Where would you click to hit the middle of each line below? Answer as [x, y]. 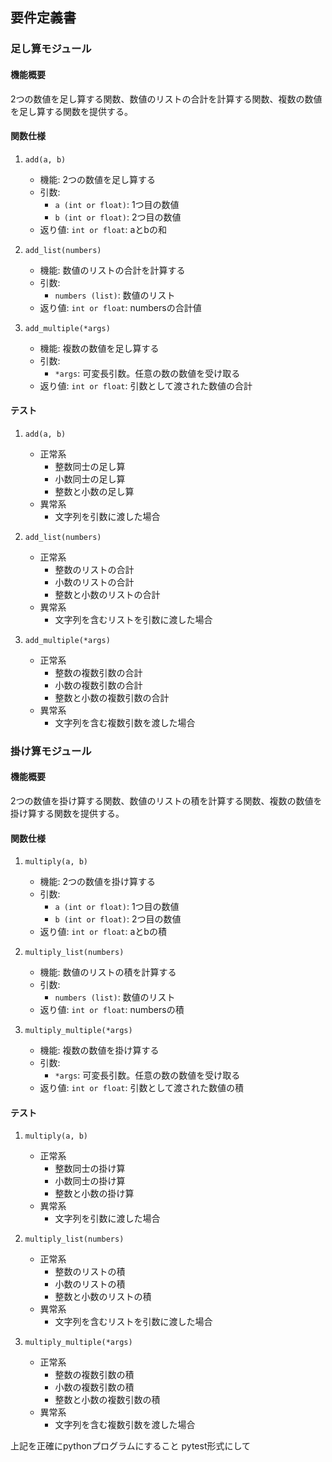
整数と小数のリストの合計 [107, 594]
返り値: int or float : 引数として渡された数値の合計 [146, 385]
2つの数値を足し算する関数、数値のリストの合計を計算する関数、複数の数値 [166, 99]
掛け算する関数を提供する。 [67, 814]
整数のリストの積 [90, 1272]
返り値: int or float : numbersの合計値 [120, 307]
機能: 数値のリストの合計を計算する [112, 270]
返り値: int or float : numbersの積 [112, 1010]
